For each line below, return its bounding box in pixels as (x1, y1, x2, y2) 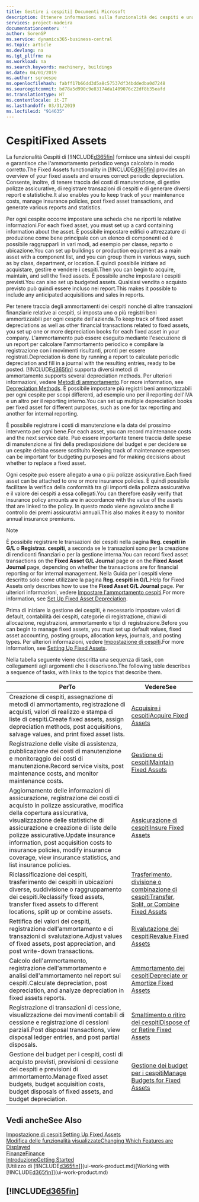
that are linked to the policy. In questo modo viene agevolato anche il (6, 503, 174, 510)
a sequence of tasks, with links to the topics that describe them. (6, 669, 162, 676)
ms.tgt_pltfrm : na (6, 53, 52, 59)
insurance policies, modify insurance (9, 846, 111, 854)
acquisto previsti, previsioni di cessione (9, 1058, 118, 1066)
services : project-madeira (6, 20, 73, 26)
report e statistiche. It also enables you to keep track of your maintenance (6, 191, 185, 199)
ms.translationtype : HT (6, 92, 65, 97)
